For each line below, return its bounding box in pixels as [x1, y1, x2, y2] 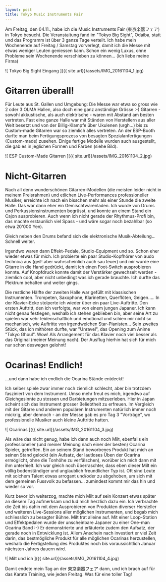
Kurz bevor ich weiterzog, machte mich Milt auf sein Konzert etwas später [5, 493, 156, 499]
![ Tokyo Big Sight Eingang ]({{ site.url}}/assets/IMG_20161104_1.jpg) [5, 67, 144, 73]
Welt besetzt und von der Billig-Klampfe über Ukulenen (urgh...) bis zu [5, 122, 149, 128]
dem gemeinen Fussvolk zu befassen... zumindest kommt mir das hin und [5, 478, 155, 484]
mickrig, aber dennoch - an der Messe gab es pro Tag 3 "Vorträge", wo [5, 412, 151, 418]
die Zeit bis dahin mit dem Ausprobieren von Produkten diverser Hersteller [5, 504, 157, 510]
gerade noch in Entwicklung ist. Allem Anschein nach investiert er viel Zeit [5, 530, 157, 536]
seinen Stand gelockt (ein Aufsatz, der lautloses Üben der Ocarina [5, 452, 140, 458]
